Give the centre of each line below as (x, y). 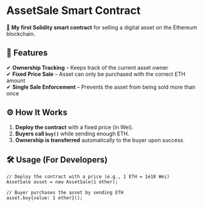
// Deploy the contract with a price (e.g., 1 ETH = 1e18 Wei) (88, 177)
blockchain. (21, 33)
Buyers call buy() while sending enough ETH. (72, 134)
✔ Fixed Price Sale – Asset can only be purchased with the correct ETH (96, 74)
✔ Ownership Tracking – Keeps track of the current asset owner (87, 67)
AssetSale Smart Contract (74, 11)
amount (16, 80)
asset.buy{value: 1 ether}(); (45, 198)
